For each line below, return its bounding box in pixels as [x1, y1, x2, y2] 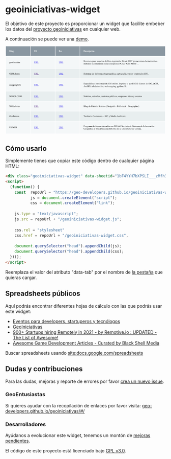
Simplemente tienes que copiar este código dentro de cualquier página [5, 157, 154, 164]
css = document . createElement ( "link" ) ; [30, 200, 115, 205]
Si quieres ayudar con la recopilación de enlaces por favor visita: [5, 402, 141, 408]
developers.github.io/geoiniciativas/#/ [5, 408, 85, 414]
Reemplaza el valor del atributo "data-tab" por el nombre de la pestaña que [5, 269, 163, 275]
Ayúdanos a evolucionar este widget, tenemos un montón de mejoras [5, 432, 151, 439]
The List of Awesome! [12, 334, 59, 340]
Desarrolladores [5, 421, 46, 428]
